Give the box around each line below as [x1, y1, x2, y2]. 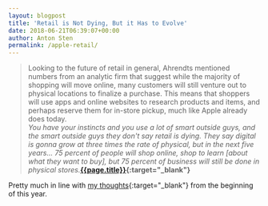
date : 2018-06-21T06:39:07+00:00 [8, 26, 120, 34]
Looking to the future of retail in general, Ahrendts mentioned [27, 63, 230, 73]
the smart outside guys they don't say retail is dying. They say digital [27, 131, 256, 141]
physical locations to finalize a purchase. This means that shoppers [27, 89, 250, 98]
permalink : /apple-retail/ [8, 42, 98, 50]
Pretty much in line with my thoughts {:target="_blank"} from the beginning [8, 180, 254, 190]
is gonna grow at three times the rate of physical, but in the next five [27, 140, 254, 149]
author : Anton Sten [8, 34, 74, 42]
